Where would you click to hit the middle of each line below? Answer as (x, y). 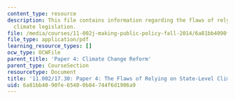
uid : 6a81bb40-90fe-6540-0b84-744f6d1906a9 (72, 85)
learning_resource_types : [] (50, 46)
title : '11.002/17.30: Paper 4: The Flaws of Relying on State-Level (111, 78)
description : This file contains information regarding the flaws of (111, 20)
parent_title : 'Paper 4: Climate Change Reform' (79, 59)
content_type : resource (42, 14)
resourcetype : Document (42, 72)
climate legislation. (45, 26)
